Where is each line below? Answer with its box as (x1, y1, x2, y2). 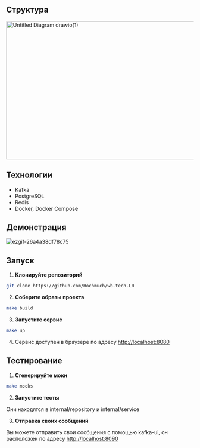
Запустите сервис (14, 316, 62, 323)
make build (6, 305, 33, 311)
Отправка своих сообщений (14, 417, 89, 424)
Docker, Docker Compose (14, 205, 79, 212)
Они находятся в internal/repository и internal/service (6, 406, 140, 413)
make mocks (6, 383, 33, 389)
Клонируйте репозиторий (14, 271, 83, 278)
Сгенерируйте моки (14, 372, 68, 379)
